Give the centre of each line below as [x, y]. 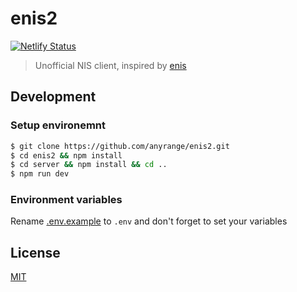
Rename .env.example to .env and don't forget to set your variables [149, 221]
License [35, 252]
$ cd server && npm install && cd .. [89, 165]
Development [53, 97]
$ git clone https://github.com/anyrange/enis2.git [120, 146]
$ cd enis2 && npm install [66, 155]
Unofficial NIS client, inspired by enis [110, 65]
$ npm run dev [40, 174]
